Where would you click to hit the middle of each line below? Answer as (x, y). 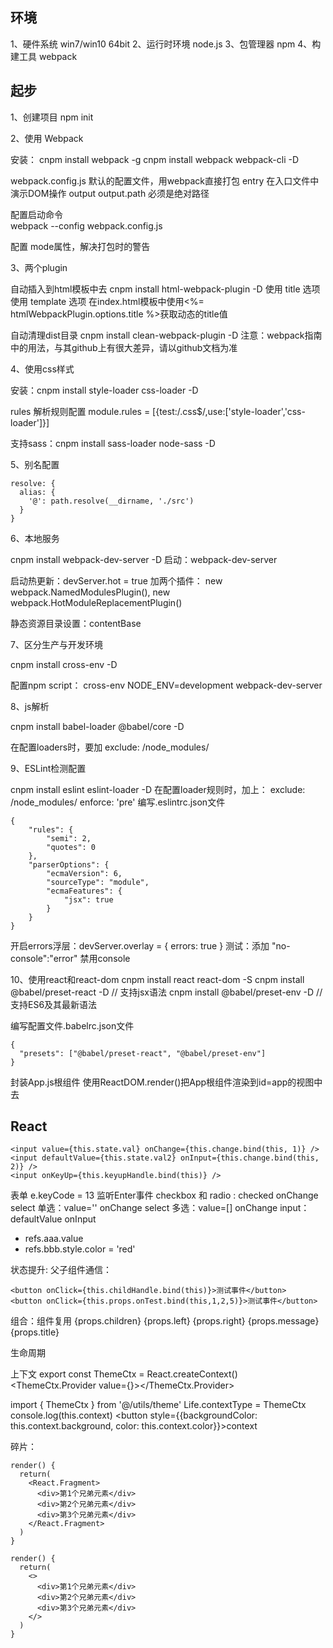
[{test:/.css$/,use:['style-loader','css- (229, 411)
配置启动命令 (36, 214)
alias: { (37, 492)
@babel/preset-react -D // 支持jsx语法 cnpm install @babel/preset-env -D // (166, 992)
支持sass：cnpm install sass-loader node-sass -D (113, 443)
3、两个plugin (39, 267)
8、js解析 (30, 706)
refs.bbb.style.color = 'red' (80, 1249)
